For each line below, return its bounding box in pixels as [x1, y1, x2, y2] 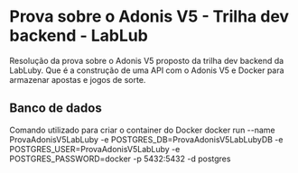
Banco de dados [9, 101, 102, 116]
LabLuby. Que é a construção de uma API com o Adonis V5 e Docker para [9, 65, 284, 76]
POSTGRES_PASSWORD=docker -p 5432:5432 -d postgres [9, 153, 231, 164]
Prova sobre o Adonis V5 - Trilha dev [9, 6, 290, 27]
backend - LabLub [9, 25, 149, 46]
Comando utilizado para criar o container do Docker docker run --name [9, 124, 275, 135]
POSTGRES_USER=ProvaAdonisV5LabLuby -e [9, 143, 181, 154]
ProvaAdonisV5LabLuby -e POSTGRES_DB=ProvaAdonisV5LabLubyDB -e [9, 133, 284, 145]
